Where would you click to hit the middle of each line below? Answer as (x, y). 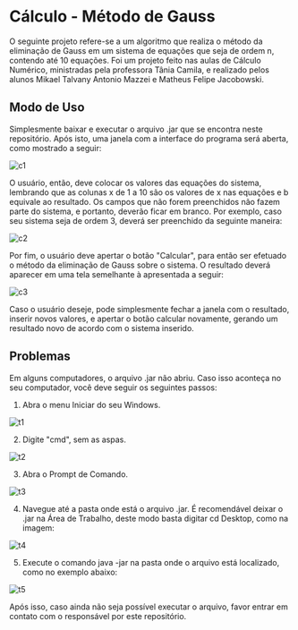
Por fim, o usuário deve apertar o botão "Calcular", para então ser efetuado (148, 255)
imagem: (38, 528)
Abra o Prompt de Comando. (75, 474)
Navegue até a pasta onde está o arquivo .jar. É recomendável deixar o (153, 508)
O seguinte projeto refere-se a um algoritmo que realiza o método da (136, 41)
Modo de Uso (47, 108)
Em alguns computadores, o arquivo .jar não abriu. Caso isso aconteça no (145, 378)
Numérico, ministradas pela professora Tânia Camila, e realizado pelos (140, 70)
